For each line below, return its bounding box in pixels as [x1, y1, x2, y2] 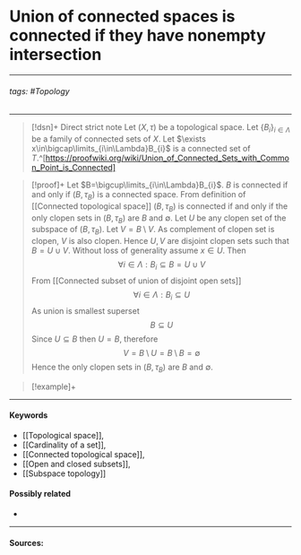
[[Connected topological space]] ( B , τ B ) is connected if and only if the [30, 200, 288, 213]
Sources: [9, 537, 44, 548]
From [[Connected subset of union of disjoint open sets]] [30, 275, 242, 286]
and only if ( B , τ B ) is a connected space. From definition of [30, 188, 246, 202]
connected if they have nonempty [9, 25, 266, 46]
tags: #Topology [9, 85, 70, 96]
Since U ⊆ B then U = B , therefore [30, 334, 159, 344]
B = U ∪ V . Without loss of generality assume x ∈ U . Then [30, 245, 246, 256]
